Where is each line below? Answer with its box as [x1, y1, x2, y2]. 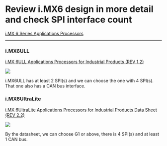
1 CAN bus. [5, 136, 28, 142]
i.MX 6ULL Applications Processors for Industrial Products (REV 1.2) [5, 59, 144, 65]
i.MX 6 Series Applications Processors [5, 30, 83, 36]
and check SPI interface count [5, 14, 132, 25]
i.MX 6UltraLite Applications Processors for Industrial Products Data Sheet [5, 107, 158, 113]
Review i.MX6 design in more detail [5, 3, 154, 15]
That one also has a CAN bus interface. [5, 83, 85, 89]
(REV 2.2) [5, 112, 25, 118]
